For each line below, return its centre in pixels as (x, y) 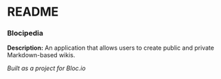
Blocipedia (25, 33)
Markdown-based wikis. (41, 55)
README (33, 12)
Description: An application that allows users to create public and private (111, 48)
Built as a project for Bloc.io (46, 68)
